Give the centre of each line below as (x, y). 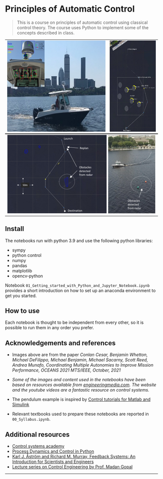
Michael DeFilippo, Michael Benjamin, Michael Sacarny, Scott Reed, (80, 360)
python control (27, 255)
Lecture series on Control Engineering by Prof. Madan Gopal (72, 467)
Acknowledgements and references (60, 343)
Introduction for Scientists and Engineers (53, 461)
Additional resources (37, 435)
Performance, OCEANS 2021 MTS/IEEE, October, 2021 (66, 370)
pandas (20, 266)
